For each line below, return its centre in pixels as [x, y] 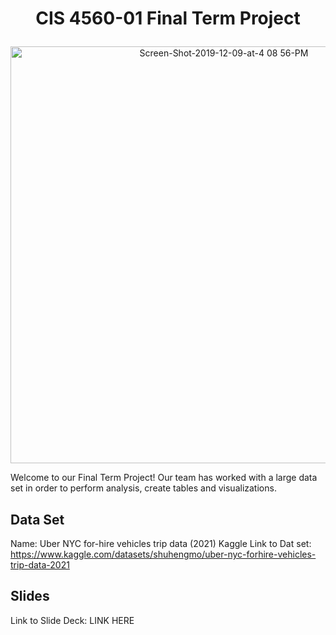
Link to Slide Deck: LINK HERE [72, 620]
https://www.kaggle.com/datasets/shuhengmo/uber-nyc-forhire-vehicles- [163, 554]
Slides [30, 596]
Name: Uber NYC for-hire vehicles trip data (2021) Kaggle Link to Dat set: [161, 543]
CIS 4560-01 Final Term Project [168, 18]
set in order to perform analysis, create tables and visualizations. [143, 488]
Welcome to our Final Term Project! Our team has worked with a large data [164, 478]
